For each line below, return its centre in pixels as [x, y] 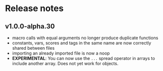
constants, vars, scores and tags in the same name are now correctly [81, 43]
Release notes [34, 8]
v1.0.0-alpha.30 [30, 26]
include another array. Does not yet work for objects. [65, 64]
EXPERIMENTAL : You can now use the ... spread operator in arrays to [83, 58]
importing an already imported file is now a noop [61, 53]
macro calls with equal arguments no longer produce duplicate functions [85, 38]
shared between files [33, 48]
